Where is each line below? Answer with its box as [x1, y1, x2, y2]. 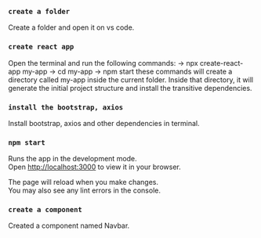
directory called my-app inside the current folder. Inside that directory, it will [8, 74, 253, 85]
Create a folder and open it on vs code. [8, 23, 135, 32]
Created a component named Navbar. [8, 221, 130, 230]
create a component [8, 205, 82, 215]
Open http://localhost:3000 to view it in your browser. [8, 162, 182, 171]
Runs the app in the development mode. [8, 154, 137, 164]
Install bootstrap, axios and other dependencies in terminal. [8, 118, 200, 128]
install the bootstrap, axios [8, 103, 124, 112]
